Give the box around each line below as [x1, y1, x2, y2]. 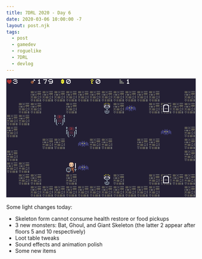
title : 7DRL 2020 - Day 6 [6, 10, 71, 16]
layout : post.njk [6, 22, 50, 28]
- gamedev [11, 42, 36, 48]
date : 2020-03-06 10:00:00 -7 [6, 16, 82, 22]
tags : [6, 29, 20, 35]
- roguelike [11, 48, 42, 54]
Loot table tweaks [14, 234, 60, 241]
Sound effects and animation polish [14, 240, 103, 248]
